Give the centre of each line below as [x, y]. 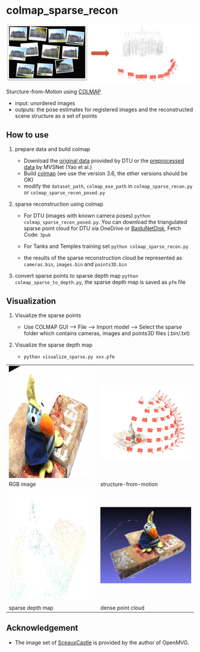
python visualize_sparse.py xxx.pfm [69, 357]
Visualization [31, 301]
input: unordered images [45, 103]
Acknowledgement [42, 628]
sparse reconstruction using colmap [59, 204]
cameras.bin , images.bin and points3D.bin [75, 264]
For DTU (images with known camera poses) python [87, 216]
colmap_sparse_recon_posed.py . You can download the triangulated [105, 222]
